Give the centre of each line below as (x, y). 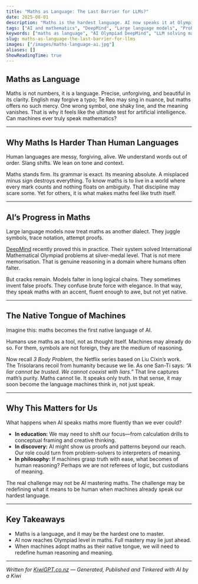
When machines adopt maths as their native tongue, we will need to (97, 546)
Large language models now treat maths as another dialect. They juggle (93, 232)
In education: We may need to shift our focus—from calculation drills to (102, 434)
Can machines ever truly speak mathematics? (61, 118)
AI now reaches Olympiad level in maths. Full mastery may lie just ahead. (103, 540)
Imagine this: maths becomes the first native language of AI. (79, 330)
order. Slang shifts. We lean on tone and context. (65, 163)
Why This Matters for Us (52, 408)
